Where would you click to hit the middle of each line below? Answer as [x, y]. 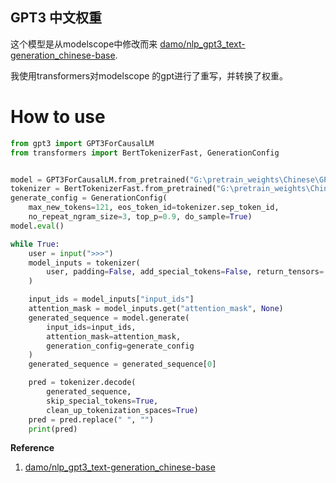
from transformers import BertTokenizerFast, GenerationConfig [145, 153]
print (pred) [53, 429]
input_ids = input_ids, [91, 327]
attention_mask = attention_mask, [114, 336]
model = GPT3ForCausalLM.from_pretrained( [100, 179]
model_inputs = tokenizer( [84, 263]
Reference [32, 448]
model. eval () [37, 226]
